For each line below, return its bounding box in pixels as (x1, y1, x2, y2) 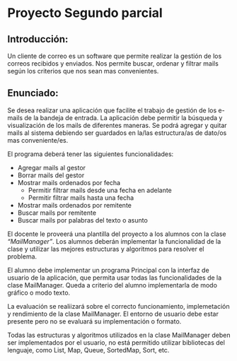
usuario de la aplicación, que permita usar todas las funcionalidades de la (7, 273, 222, 282)
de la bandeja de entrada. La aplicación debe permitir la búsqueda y (24, 113, 223, 122)
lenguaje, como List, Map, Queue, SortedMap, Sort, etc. (7, 345, 170, 354)
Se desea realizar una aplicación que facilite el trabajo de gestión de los (7, 106, 217, 114)
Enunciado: (7, 87, 59, 100)
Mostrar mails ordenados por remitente (17, 201, 132, 209)
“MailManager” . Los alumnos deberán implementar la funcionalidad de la (7, 237, 221, 245)
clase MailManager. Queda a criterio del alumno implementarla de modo (7, 280, 218, 289)
